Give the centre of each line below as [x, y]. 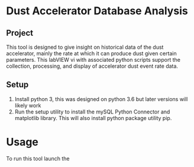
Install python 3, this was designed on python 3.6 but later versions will [101, 99]
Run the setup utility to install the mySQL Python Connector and [92, 112]
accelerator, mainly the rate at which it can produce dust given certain [91, 53]
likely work [28, 105]
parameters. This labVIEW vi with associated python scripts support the [93, 60]
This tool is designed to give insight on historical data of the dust [85, 47]
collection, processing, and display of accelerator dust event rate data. [92, 66]
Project [20, 33]
